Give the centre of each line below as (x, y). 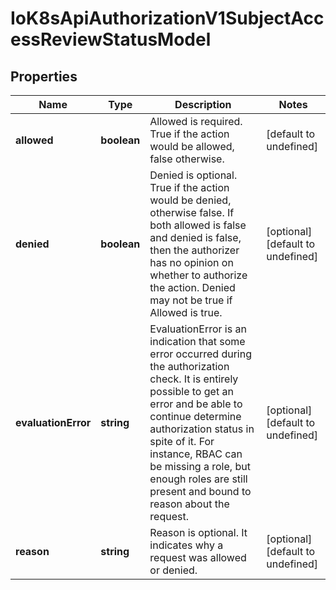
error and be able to (196, 404)
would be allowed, (192, 146)
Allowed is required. (196, 121)
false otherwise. (187, 159)
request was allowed (198, 557)
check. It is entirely (194, 379)
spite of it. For (182, 441)
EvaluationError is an (198, 329)
